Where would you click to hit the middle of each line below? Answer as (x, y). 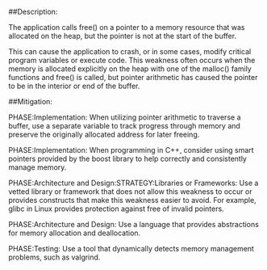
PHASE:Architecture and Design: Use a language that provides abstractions (134, 224)
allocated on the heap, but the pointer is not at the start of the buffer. (122, 36)
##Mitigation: (30, 101)
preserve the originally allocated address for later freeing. (104, 134)
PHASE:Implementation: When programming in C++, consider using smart (131, 150)
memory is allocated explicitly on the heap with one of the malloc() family (130, 69)
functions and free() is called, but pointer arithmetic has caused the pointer (133, 77)
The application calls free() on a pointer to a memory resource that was (127, 27)
